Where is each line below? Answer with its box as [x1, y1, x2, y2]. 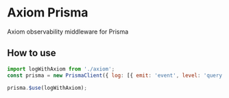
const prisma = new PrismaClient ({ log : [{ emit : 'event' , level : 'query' [7, 72, 226, 79]
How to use [7, 47, 56, 59]
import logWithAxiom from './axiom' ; [7, 65, 115, 73]
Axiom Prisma [7, 5, 88, 21]
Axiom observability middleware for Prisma [7, 27, 129, 36]
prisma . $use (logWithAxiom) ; [7, 84, 88, 91]
